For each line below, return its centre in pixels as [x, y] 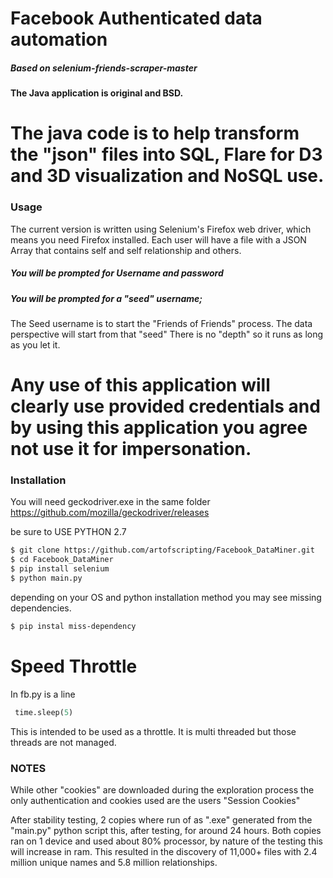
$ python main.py [46, 578]
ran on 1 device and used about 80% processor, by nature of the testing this [166, 841]
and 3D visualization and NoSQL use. [167, 176]
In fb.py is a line [43, 694]
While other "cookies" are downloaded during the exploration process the [162, 789]
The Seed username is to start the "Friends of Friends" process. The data [161, 323]
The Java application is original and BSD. [97, 93]
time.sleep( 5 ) [44, 712]
